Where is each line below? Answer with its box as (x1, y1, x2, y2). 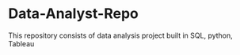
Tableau (8, 38, 35, 48)
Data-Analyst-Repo (8, 5, 139, 23)
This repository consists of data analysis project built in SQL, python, (8, 31, 234, 40)
